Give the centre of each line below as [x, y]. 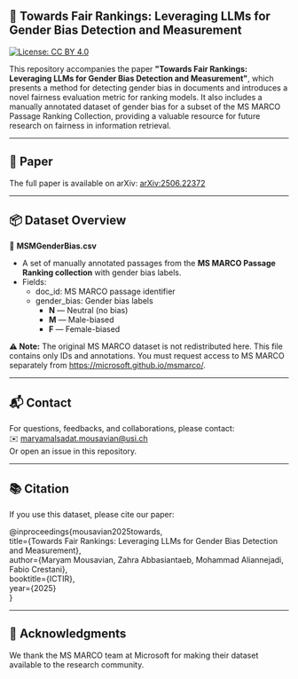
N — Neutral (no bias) [88, 311]
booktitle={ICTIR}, [42, 579]
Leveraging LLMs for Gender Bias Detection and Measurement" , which [142, 78]
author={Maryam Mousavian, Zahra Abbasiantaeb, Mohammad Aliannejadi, [146, 560]
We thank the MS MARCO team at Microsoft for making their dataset [134, 655]
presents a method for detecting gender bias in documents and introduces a [149, 87]
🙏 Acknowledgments [68, 634]
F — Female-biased [84, 329]
